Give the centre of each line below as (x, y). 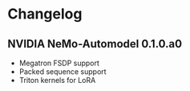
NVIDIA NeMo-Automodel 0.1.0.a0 (95, 44)
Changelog (45, 14)
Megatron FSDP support (59, 63)
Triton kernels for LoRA (57, 80)
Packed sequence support (63, 72)
